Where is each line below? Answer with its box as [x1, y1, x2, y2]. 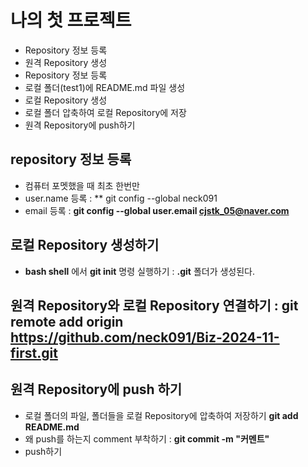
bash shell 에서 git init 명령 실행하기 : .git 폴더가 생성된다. [24, 265, 256, 277]
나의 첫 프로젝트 [10, 9, 132, 32]
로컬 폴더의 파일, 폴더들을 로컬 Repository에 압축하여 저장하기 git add [24, 409, 299, 421]
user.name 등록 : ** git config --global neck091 [24, 192, 218, 204]
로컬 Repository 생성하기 [10, 237, 160, 254]
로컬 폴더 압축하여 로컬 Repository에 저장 [24, 106, 187, 118]
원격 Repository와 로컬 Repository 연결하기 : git [10, 297, 299, 314]
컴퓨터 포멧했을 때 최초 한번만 [24, 179, 140, 191]
